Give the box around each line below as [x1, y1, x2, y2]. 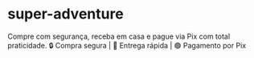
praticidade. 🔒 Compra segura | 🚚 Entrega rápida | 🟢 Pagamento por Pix [7, 40, 247, 50]
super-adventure [7, 5, 124, 23]
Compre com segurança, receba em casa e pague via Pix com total [7, 31, 231, 41]
